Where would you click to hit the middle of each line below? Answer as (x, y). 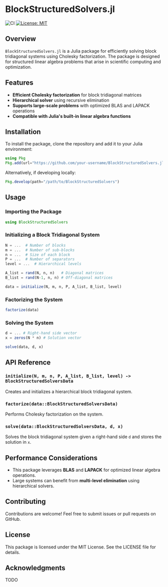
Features (19, 83)
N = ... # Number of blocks (35, 245)
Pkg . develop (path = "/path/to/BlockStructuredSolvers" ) (62, 182)
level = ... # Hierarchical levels (43, 264)
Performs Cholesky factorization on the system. (54, 414)
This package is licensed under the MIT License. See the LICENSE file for (80, 547)
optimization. (18, 67)
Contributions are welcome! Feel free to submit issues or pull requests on (80, 514)
